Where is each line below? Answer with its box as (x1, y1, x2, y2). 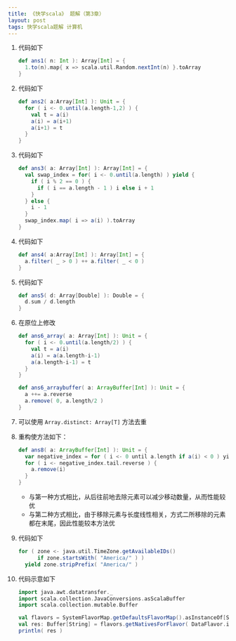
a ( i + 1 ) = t (31, 124, 63, 131)
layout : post (8, 17, 46, 24)
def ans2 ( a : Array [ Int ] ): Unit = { (18, 98, 126, 105)
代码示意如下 (18, 574, 55, 583)
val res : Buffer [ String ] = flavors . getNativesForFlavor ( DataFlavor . (18, 621, 227, 628)
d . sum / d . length (25, 298, 76, 305)
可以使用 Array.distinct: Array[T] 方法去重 (18, 417, 147, 425)
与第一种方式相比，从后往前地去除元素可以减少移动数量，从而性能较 (28, 493, 226, 501)
